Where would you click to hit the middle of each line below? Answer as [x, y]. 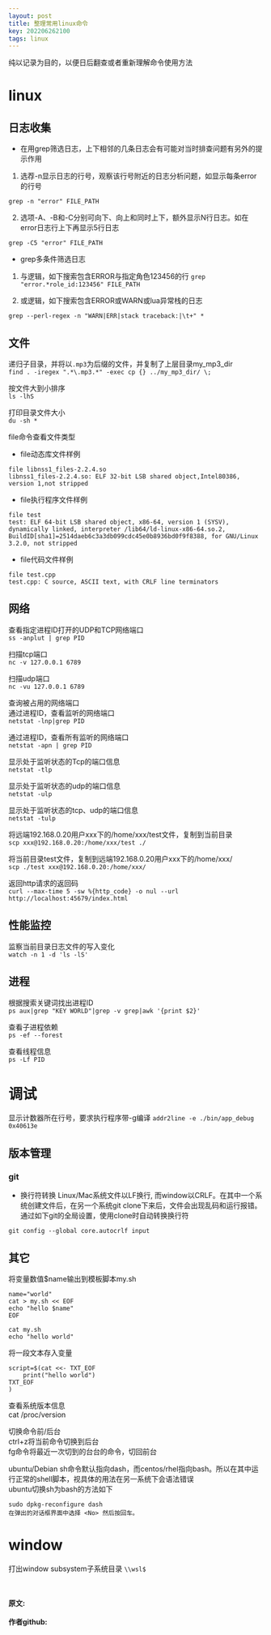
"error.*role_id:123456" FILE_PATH [80, 285]
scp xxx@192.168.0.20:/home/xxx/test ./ [78, 843]
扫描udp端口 [29, 678]
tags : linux [28, 39]
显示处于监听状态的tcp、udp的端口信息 [74, 810]
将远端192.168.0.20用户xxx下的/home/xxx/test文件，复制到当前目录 [121, 834]
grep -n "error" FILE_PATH [54, 202]
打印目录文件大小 [37, 413]
